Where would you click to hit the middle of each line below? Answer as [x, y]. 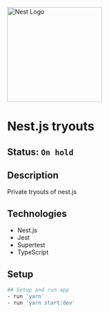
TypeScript [33, 252]
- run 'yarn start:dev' [41, 303]
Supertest [31, 245]
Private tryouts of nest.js [42, 192]
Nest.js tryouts [51, 126]
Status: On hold [40, 152]
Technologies [37, 214]
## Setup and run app [38, 290]
